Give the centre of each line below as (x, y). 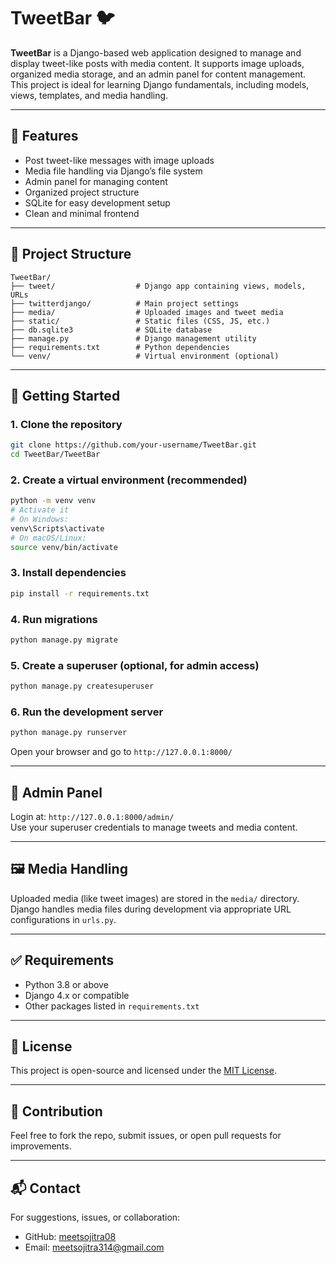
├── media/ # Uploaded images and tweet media (147, 312)
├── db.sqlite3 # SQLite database (111, 330)
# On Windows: (40, 520)
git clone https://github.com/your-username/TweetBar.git (133, 445)
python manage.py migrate (64, 640)
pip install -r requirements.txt (80, 593)
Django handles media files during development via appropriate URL (151, 909)
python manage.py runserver (69, 733)
